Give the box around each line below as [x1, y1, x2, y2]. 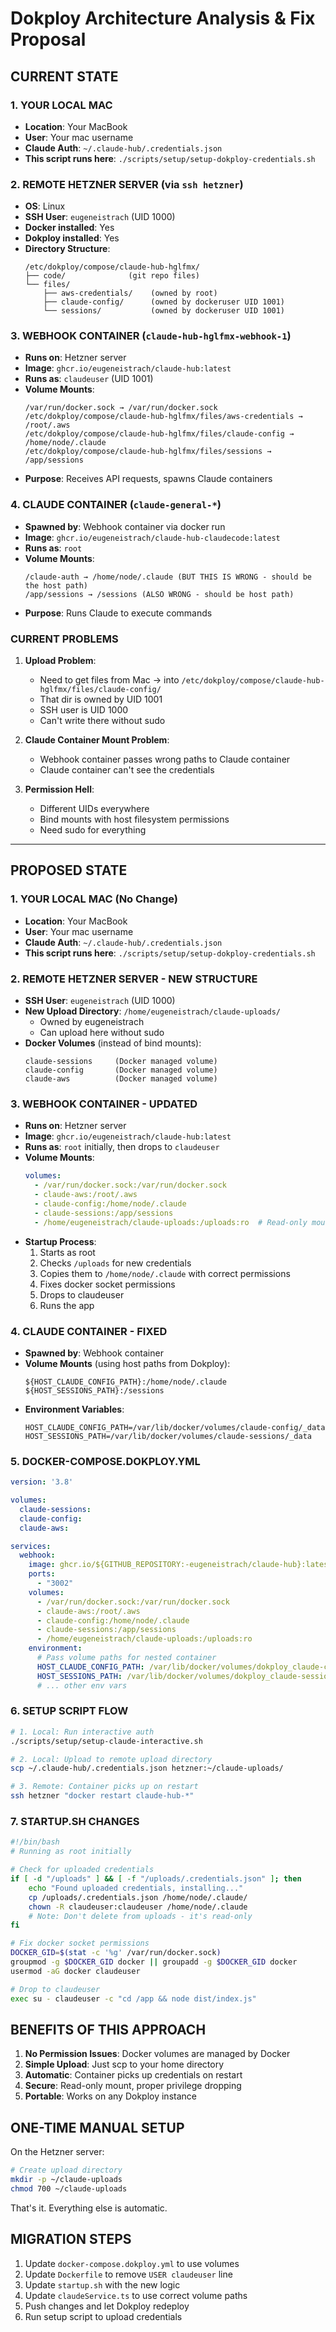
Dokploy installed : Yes [24, 232, 120, 244]
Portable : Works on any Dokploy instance [24, 2090, 197, 2102]
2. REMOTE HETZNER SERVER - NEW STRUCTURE [10, 972, 258, 986]
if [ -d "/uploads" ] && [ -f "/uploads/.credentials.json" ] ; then [10, 1874, 302, 1884]
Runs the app [39, 1299, 95, 1311]
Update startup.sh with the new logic [24, 2278, 181, 2291]
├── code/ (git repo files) [24, 271, 200, 281]
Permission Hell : [24, 783, 95, 796]
